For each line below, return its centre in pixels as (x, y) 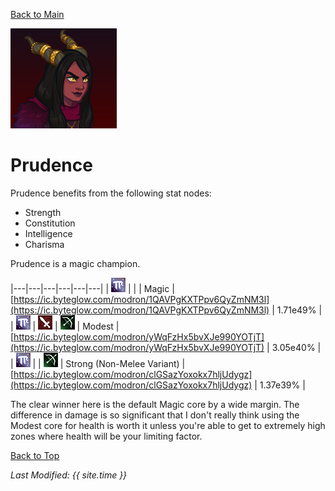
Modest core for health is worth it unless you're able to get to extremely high (168, 425)
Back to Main (37, 14)
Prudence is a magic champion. (75, 263)
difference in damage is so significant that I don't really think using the (155, 415)
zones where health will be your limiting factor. (106, 436)
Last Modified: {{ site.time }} (69, 475)
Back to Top (35, 455)
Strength (43, 212)
